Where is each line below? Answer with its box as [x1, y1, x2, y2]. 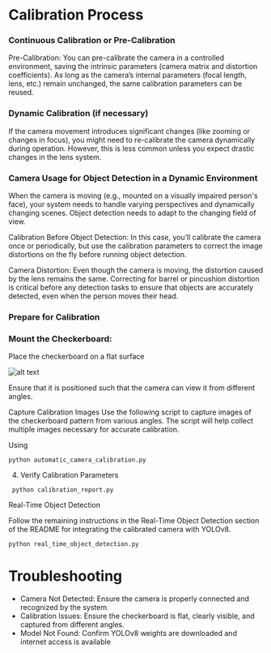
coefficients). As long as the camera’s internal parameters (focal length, [8, 71, 247, 80]
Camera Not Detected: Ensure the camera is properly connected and [19, 594, 249, 604]
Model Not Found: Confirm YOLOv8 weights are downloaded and [19, 629, 237, 638]
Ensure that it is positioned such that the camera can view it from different [8, 383, 256, 393]
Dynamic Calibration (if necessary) [8, 108, 149, 119]
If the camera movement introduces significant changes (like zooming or [8, 126, 251, 135]
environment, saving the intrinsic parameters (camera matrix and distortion [8, 62, 258, 71]
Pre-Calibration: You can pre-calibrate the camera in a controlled [8, 53, 225, 62]
